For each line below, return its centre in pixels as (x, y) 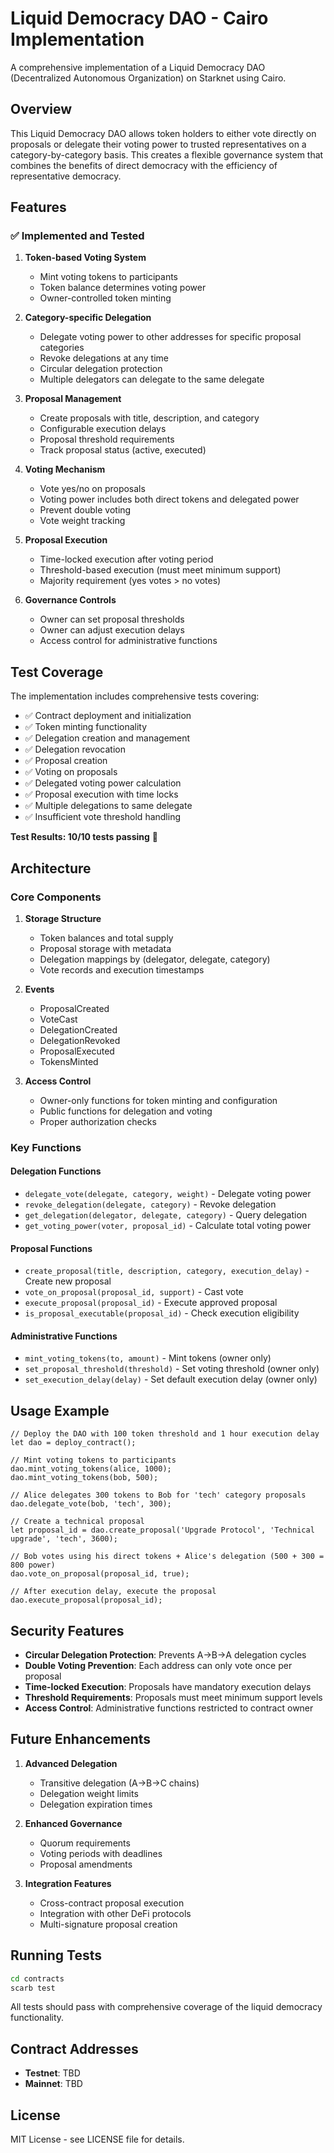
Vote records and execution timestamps (122, 969)
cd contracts (37, 1978)
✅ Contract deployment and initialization (108, 716)
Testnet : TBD (52, 2073)
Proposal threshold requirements (107, 439)
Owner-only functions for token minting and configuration (158, 1100)
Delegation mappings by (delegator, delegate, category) (155, 959)
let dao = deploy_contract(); (73, 1443)
